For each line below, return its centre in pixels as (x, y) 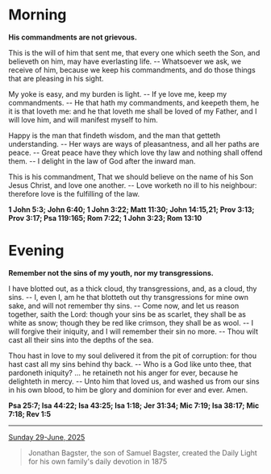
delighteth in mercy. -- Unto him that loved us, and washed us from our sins (134, 381)
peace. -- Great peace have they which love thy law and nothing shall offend (135, 152)
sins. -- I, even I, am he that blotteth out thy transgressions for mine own (128, 297)
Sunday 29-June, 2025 (47, 437)
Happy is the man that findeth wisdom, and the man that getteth (114, 135)
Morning (38, 15)
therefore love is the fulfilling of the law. (74, 193)
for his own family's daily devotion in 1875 (98, 461)
